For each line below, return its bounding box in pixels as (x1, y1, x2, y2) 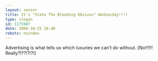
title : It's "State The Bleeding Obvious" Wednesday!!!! (5, 12, 128, 17)
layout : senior (5, 7, 37, 13)
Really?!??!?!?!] (5, 50, 36, 56)
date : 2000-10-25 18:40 (5, 26, 56, 31)
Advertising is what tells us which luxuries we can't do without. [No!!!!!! (5, 45, 153, 50)
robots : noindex (5, 31, 39, 36)
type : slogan (5, 17, 33, 22)
